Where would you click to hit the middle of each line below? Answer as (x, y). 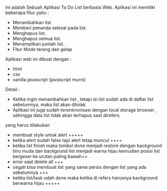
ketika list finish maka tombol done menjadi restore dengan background (87, 146)
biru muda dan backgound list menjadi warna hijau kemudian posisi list (86, 151)
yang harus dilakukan (28, 125)
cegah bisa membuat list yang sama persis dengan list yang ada (79, 167)
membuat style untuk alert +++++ (48, 135)
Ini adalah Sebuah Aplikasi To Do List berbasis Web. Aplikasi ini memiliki (80, 7)
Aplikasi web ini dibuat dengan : (38, 59)
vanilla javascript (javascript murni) (49, 80)
